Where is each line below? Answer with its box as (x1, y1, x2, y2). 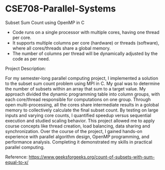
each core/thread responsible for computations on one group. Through (5, 96, 151, 102)
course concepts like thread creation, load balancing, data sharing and (5, 123, 151, 129)
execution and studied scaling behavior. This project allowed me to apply (5, 117, 155, 123)
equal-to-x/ (5, 159, 29, 165)
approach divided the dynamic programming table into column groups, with (5, 91, 161, 97)
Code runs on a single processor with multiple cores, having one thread (12, 29, 160, 35)
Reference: (5, 153, 28, 160)
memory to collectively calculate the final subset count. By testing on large (5, 107, 159, 113)
